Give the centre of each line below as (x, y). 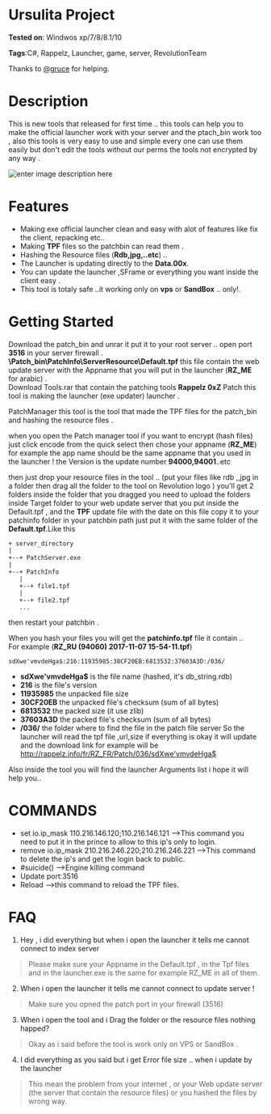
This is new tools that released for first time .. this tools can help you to (126, 124)
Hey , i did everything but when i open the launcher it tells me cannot (134, 939)
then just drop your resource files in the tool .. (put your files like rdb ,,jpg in (133, 477)
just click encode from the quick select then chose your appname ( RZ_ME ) (133, 444)
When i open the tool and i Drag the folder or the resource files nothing (138, 1019)
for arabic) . (28, 379)
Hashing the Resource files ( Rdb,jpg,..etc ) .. (94, 254)
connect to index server (59, 948)
